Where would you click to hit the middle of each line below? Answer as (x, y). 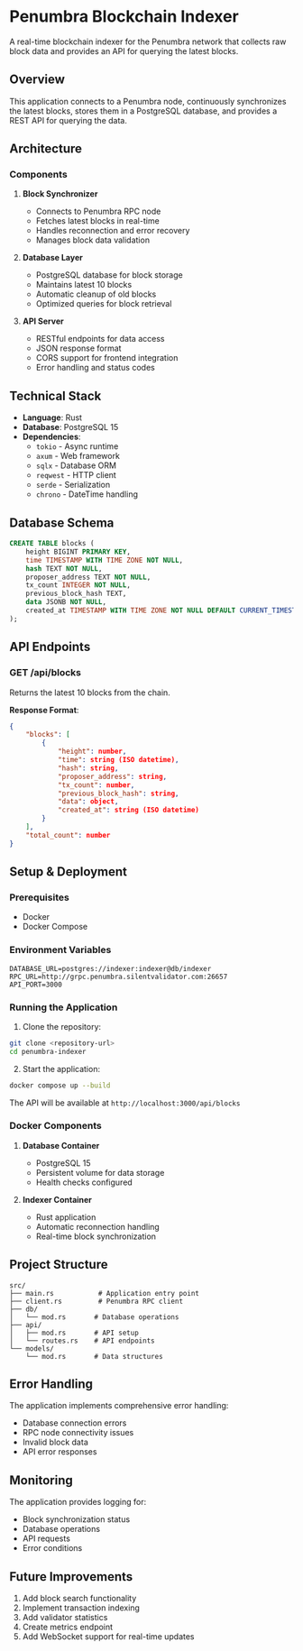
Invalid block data (55, 1442)
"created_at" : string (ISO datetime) (129, 810)
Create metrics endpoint (68, 1627)
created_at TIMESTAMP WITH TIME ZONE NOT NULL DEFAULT (131, 610)
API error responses (60, 1452)
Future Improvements (71, 1577)
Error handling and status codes (95, 368)
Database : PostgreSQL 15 (70, 427)
